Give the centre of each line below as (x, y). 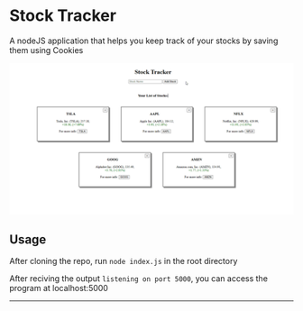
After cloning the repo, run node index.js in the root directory (124, 261)
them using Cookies (46, 50)
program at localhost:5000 (59, 288)
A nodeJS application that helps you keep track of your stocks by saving (144, 41)
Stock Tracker (63, 16)
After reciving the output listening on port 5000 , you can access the (139, 279)
